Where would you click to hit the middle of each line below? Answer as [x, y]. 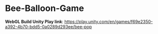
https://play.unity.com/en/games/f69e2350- [109, 22]
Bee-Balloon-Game [44, 8]
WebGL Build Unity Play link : [34, 22]
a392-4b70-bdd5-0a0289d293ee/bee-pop [49, 26]
